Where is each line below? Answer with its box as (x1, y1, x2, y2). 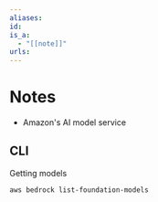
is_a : (9, 30, 30, 39)
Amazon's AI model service (22, 117, 126, 128)
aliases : (9, 13, 43, 23)
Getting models (9, 167, 68, 178)
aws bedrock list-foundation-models (9, 185, 149, 195)
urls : (9, 48, 30, 57)
